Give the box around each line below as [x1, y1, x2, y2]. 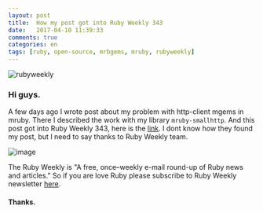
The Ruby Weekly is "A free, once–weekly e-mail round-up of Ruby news [8, 163, 243, 172]
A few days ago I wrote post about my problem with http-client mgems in [8, 107, 244, 116]
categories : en [8, 41, 58, 49]
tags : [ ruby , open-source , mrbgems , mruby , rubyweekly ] [8, 48, 195, 56]
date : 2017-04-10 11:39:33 [8, 26, 104, 34]
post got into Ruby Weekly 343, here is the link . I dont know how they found [8, 123, 254, 134]
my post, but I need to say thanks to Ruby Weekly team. [8, 132, 188, 141]
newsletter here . [8, 179, 61, 189]
